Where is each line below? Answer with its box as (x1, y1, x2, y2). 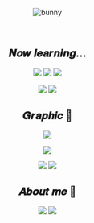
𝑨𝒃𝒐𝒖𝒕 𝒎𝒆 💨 (18, 185, 77, 199)
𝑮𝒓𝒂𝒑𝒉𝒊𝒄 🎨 (22, 109, 73, 122)
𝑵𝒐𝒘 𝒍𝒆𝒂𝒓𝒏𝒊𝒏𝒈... (8, 47, 87, 60)
